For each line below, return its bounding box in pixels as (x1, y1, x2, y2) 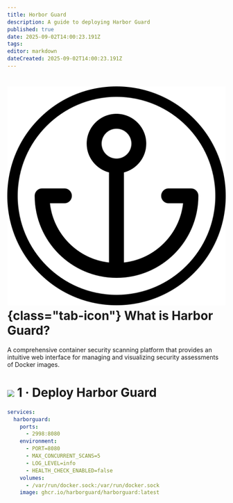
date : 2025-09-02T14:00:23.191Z (7, 33, 101, 40)
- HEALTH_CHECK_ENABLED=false (25, 467, 113, 474)
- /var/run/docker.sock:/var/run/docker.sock (25, 481, 159, 489)
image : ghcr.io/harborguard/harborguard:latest (19, 489, 159, 496)
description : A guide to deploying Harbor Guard (7, 18, 150, 26)
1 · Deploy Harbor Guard (17, 385, 157, 400)
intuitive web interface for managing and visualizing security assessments (7, 353, 219, 361)
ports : (19, 423, 39, 430)
